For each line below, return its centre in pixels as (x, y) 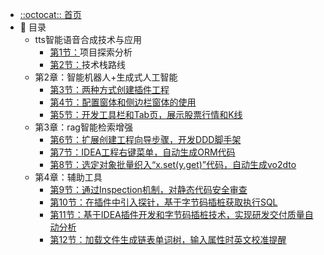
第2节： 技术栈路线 (87, 64)
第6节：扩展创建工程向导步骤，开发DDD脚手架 (145, 139)
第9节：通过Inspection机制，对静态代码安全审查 (148, 189)
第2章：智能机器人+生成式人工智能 (106, 77)
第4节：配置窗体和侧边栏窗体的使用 (123, 102)
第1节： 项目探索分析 (91, 52)
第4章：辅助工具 (68, 177)
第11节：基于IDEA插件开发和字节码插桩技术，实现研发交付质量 (177, 214)
